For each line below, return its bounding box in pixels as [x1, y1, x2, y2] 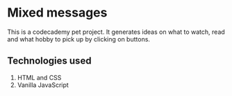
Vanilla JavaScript [17, 81, 69, 89]
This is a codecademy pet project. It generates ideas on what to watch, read [7, 28, 226, 36]
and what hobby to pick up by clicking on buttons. [7, 35, 151, 43]
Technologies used [7, 55, 92, 67]
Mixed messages [7, 5, 108, 21]
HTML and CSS [17, 73, 62, 81]
